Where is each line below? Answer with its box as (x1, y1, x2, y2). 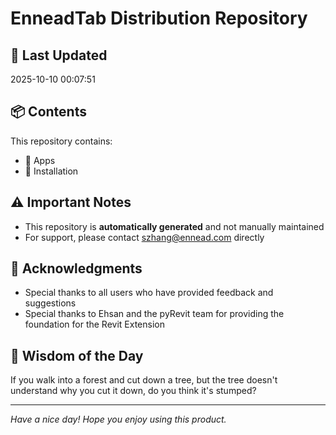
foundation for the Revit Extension (24, 318, 165, 331)
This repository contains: (10, 135, 113, 147)
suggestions (24, 297, 77, 309)
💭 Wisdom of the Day (10, 347, 144, 364)
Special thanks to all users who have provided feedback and (24, 287, 274, 299)
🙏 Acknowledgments (10, 260, 143, 277)
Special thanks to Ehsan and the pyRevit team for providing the (24, 308, 285, 320)
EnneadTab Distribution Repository (10, 7, 308, 30)
